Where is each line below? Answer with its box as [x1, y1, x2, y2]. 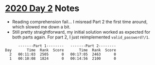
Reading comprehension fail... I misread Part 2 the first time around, [12, 19, 148, 25]
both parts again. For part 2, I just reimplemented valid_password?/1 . [12, 34, 150, 40]
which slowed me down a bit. [12, 24, 71, 29]
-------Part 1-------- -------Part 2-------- [17, 43, 117, 48]
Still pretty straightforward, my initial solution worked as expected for [12, 29, 151, 35]
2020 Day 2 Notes [5, 3, 80, 14]
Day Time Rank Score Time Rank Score [5, 48, 117, 52]
